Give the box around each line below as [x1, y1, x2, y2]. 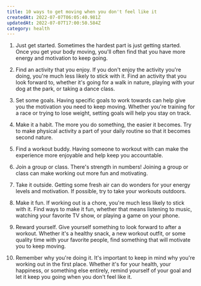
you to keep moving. [15, 243, 66, 250]
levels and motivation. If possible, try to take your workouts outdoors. [15, 188, 187, 195]
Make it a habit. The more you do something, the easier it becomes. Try [15, 121, 192, 129]
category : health [7, 25, 50, 32]
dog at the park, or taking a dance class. [15, 85, 115, 93]
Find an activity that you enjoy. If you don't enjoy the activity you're [15, 66, 181, 74]
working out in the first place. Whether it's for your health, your [15, 261, 171, 268]
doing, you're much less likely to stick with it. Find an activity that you [15, 72, 187, 80]
